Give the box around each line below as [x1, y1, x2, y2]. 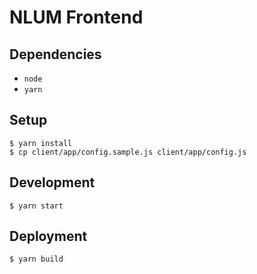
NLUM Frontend [9, 6, 144, 29]
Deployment [9, 228, 88, 245]
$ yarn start [9, 201, 64, 211]
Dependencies [9, 46, 102, 63]
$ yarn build [9, 254, 64, 265]
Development [9, 174, 96, 191]
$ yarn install [9, 138, 73, 148]
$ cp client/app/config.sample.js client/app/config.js [9, 147, 247, 157]
